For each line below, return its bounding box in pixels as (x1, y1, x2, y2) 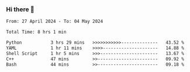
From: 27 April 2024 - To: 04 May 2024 (6, 19, 103, 25)
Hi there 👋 (6, 5, 35, 13)
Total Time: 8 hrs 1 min (6, 29, 67, 35)
